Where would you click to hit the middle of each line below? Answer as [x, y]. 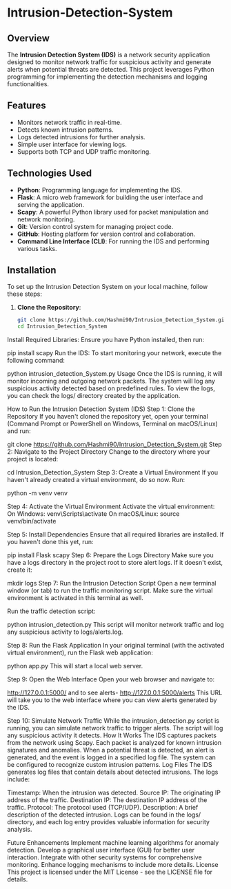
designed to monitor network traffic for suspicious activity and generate [109, 62]
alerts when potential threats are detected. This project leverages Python [111, 69]
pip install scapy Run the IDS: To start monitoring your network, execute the [114, 353]
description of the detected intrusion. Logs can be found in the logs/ [104, 815]
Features [27, 106]
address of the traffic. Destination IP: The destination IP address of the [107, 800]
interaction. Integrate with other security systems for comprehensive [104, 857]
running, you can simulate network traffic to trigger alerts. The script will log [115, 728]
